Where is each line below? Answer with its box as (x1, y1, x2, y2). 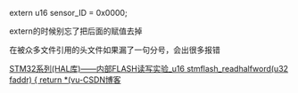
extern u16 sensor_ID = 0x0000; (9, 8, 128, 18)
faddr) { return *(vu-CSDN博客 (9, 74, 121, 85)
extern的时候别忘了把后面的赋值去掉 (9, 26, 143, 36)
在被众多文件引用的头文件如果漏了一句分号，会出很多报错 (9, 44, 220, 55)
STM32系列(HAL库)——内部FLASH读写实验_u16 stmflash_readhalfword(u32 (9, 64, 288, 74)
